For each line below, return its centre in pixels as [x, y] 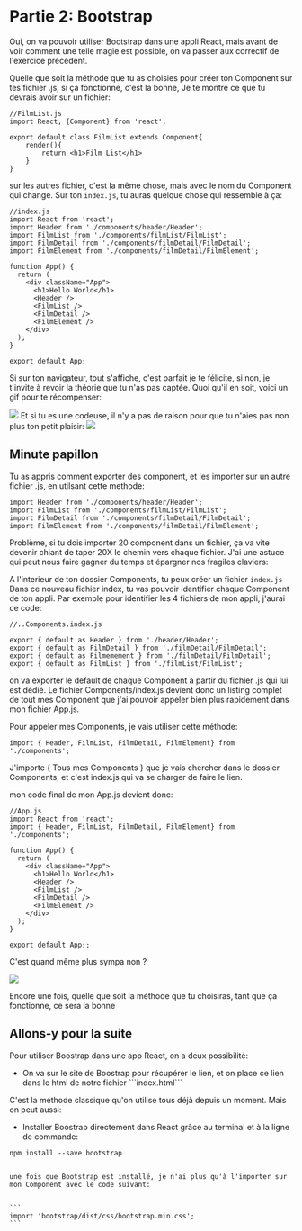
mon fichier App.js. [44, 709]
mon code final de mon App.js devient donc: [91, 795]
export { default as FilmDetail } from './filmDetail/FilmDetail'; [138, 648]
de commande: [50, 1137]
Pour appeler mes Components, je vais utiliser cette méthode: [124, 726]
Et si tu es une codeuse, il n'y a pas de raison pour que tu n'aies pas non [155, 415]
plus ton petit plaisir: [47, 426]
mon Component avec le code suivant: [80, 1184]
